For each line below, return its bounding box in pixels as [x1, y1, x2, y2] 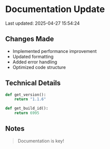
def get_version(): [5, 92, 46, 97]
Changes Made [5, 35, 54, 43]
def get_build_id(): [5, 106, 49, 111]
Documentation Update [5, 4, 105, 15]
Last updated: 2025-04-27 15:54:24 [5, 20, 80, 26]
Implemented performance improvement [12, 48, 97, 54]
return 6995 [14, 111, 39, 116]
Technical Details [5, 79, 61, 88]
